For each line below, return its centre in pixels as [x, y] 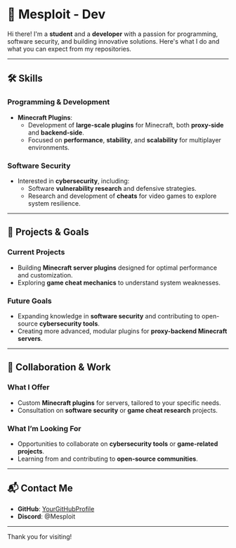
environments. [49, 147]
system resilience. [54, 203]
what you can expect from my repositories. [70, 49]
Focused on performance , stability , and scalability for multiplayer [124, 139]
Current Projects [36, 252]
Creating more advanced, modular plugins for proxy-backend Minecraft [122, 331]
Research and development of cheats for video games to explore [122, 196]
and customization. [45, 275]
